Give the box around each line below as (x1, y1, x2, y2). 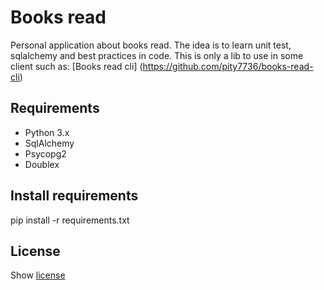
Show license (10, 269, 66, 281)
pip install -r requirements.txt (10, 214, 130, 226)
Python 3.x (24, 126, 70, 138)
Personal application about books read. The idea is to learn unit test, (10, 39, 292, 51)
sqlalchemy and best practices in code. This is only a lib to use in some (10, 49, 304, 61)
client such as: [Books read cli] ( (10, 60, 143, 72)
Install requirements (10, 187, 139, 205)
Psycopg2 (24, 147, 67, 160)
